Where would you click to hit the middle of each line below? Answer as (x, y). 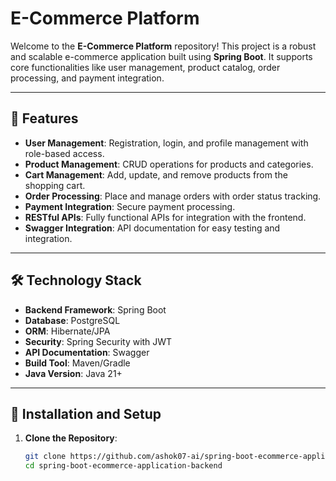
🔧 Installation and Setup (86, 413)
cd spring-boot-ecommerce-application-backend (123, 466)
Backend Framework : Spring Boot (95, 309)
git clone (45, 457)
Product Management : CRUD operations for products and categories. (169, 164)
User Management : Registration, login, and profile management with (166, 143)
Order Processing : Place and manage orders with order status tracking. (173, 196)
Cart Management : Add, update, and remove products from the (156, 174)
